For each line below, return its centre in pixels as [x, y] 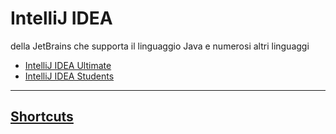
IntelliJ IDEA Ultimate [68, 65]
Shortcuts [42, 117]
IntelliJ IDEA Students [69, 76]
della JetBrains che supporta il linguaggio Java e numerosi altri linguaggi [160, 46]
